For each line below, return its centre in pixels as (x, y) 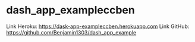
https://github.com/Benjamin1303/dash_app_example (71, 32)
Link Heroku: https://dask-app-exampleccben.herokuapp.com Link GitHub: (98, 26)
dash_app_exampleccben (70, 10)
